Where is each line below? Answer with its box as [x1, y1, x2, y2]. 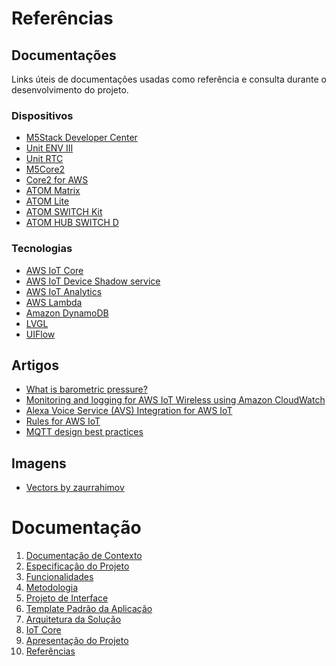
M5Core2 [25, 163, 66, 176]
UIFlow [25, 328, 56, 340]
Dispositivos [11, 108, 74, 122]
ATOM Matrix [25, 185, 81, 197]
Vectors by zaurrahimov [25, 482, 125, 494]
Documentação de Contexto [25, 550, 143, 562]
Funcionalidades [25, 571, 94, 583]
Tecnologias [11, 242, 73, 256]
